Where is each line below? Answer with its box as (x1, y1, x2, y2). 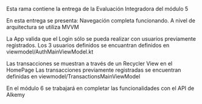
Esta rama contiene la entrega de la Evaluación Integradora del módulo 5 (6, 5, 189, 12)
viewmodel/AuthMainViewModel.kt (6, 48, 94, 55)
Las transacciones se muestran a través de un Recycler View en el (6, 60, 173, 67)
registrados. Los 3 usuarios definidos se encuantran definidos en (6, 42, 170, 49)
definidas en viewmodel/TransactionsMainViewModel (6, 73, 141, 80)
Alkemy (6, 91, 26, 98)
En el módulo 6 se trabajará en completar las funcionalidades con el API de (6, 85, 195, 92)
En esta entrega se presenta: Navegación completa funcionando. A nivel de (6, 17, 196, 24)
